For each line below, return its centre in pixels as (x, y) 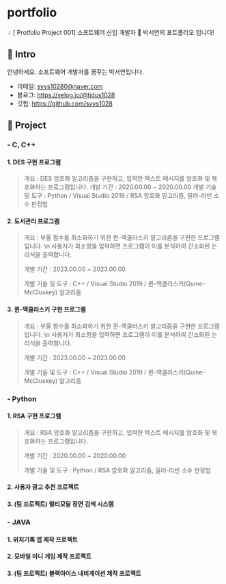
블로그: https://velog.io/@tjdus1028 (66, 94)
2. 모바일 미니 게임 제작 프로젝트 (50, 557)
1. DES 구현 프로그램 (34, 162)
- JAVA (19, 522)
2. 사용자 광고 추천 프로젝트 (43, 487)
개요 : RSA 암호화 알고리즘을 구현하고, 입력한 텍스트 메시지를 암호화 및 (117, 432)
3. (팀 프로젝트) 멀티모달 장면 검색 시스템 (60, 504)
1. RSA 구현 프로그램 (34, 416)
